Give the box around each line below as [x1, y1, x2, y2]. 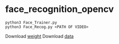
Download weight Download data [5, 33, 74, 39]
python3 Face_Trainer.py [5, 20, 57, 25]
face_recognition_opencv [5, 3, 114, 15]
